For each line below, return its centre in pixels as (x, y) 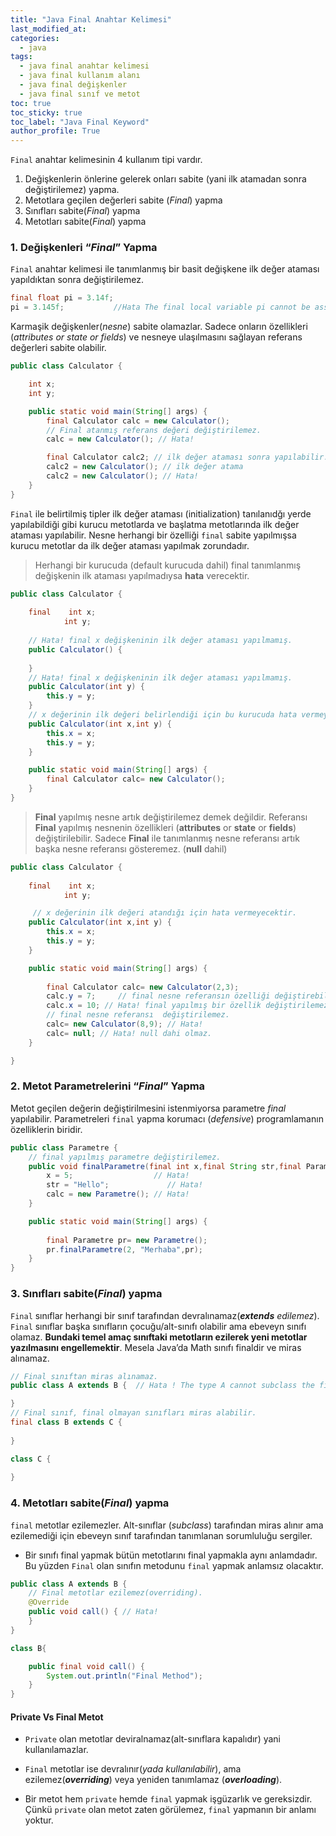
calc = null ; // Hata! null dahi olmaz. (129, 1033)
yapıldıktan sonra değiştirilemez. (77, 280)
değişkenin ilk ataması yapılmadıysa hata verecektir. (142, 575)
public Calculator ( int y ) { (86, 687)
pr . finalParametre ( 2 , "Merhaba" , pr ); (124, 1249)
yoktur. (39, 1820)
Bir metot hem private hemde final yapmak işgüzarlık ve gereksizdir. (168, 1799)
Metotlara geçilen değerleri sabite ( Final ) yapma (123, 200)
